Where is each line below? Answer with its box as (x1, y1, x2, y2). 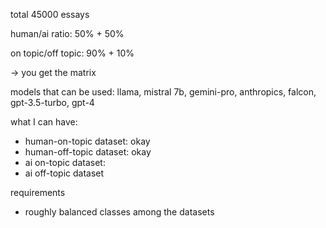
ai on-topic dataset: (24, 157, 106, 168)
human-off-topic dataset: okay (24, 146, 152, 158)
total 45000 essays (10, 9, 90, 20)
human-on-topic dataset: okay (24, 135, 151, 147)
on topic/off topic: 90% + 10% (10, 47, 135, 59)
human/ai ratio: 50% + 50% (10, 28, 125, 39)
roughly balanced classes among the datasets (24, 206, 215, 218)
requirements (10, 187, 66, 198)
